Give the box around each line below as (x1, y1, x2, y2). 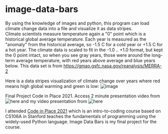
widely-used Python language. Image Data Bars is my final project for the (5, 118, 157, 124)
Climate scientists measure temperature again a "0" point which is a (5, 31, 146, 37)
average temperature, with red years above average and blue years (16, 57, 155, 63)
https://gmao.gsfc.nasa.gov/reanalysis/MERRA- (63, 63, 162, 69)
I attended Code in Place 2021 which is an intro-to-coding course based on (5, 108, 161, 114)
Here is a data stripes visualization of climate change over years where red (5, 78, 160, 84)
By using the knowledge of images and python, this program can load (5, 20, 149, 26)
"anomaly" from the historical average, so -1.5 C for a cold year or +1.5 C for (5, 41, 163, 47)
